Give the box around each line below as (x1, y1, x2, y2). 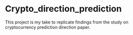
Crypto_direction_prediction (5, 3, 122, 14)
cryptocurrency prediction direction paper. (5, 24, 91, 30)
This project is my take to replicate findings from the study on (5, 19, 129, 25)
